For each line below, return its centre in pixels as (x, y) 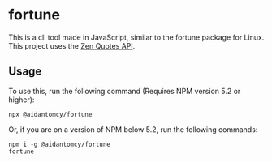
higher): (22, 100)
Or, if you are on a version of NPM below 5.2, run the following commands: (133, 129)
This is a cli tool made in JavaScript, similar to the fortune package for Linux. (136, 37)
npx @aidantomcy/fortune (50, 114)
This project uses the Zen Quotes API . (72, 45)
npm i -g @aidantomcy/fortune (60, 144)
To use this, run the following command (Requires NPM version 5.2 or (125, 91)
